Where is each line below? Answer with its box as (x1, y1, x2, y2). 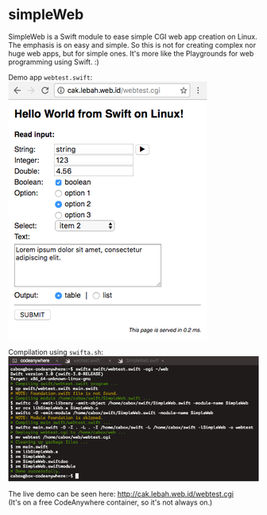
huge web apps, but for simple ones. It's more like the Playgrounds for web (8, 48, 254, 58)
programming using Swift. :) (8, 57, 99, 67)
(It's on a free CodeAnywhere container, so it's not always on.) (8, 498, 213, 507)
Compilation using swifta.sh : (8, 347, 104, 356)
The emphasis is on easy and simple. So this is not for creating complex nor (8, 40, 257, 49)
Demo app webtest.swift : (8, 72, 93, 82)
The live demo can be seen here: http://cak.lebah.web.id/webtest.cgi (8, 489, 234, 498)
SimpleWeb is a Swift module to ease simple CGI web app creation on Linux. (8, 32, 257, 41)
